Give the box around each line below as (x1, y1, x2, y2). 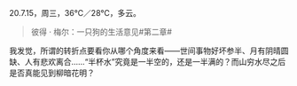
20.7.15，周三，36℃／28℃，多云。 (9, 8, 142, 18)
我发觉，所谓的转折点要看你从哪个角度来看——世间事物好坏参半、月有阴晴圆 (9, 45, 289, 56)
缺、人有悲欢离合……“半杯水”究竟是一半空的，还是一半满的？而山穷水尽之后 (9, 57, 286, 66)
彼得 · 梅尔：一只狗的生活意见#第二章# (30, 27, 173, 37)
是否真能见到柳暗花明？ (9, 67, 95, 78)
